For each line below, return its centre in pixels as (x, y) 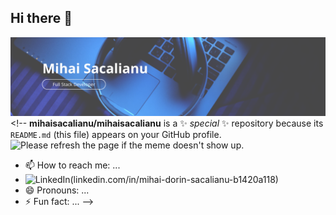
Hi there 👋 (41, 18)
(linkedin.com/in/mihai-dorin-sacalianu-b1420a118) (174, 179)
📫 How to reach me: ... (72, 165)
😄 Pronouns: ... (57, 190)
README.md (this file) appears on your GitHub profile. (116, 134)
